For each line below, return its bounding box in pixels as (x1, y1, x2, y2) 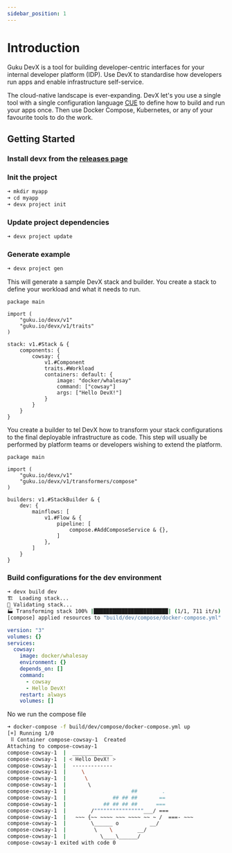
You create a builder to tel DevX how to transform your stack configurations (7, 426, 223, 434)
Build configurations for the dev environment (7, 573, 162, 582)
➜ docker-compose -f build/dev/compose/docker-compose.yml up (7, 724, 190, 730)
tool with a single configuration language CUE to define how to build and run (7, 98, 225, 107)
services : (7, 640, 36, 647)
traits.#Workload (44, 365, 95, 372)
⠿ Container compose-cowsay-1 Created (10, 737, 126, 744)
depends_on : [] (19, 665, 64, 672)
